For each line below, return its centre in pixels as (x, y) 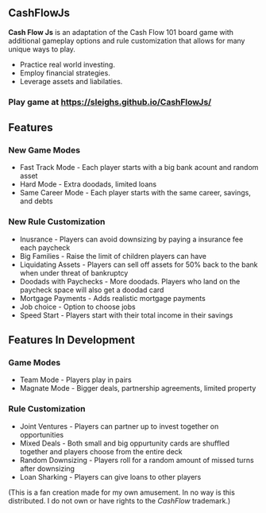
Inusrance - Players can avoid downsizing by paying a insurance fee (131, 239)
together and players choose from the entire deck (101, 451)
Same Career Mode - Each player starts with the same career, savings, (135, 193)
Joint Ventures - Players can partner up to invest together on (119, 426)
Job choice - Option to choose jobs (78, 307)
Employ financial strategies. (65, 73)
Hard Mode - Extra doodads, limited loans (88, 184)
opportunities (42, 434)
